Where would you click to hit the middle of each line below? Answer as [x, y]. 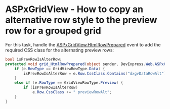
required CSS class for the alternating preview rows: [60, 50]
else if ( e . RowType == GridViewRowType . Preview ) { [69, 83]
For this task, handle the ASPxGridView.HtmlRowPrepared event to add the [83, 44]
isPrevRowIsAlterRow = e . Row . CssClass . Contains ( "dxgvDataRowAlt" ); [96, 73]
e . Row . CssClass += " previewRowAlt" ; [72, 92]
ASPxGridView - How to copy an [74, 9]
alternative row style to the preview [81, 20]
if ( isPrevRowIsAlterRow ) [51, 88]
